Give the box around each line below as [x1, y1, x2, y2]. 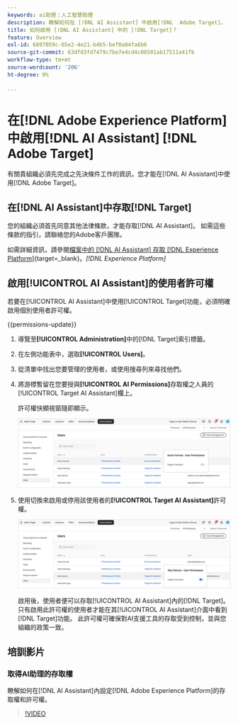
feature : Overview [7, 34, 62, 41]
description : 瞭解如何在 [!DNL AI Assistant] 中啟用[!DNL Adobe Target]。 [7, 18, 227, 26]
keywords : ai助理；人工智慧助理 [7, 11, 93, 18]
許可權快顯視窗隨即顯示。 [17, 404, 93, 412]
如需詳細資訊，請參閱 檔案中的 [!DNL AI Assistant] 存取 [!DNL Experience [7, 245, 219, 254]
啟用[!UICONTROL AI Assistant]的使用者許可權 [7, 277, 214, 289]
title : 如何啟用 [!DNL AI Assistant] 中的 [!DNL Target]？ [7, 26, 178, 33]
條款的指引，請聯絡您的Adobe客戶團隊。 [7, 230, 126, 239]
